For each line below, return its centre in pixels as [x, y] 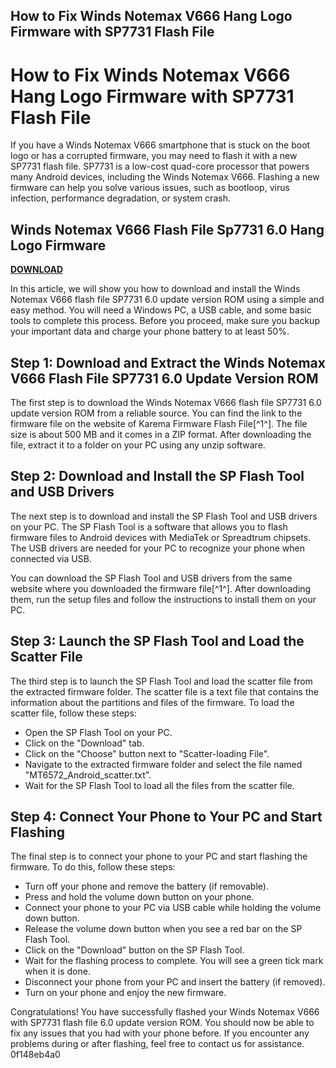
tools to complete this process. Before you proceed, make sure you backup [165, 321]
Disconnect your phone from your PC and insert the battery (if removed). [175, 982]
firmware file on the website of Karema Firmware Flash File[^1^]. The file [159, 423]
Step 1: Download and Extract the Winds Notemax [168, 362]
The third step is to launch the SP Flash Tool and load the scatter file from [161, 681]
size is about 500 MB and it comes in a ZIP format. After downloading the [161, 434]
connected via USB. [51, 558]
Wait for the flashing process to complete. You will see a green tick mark [174, 961]
